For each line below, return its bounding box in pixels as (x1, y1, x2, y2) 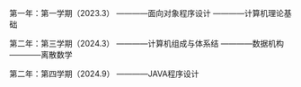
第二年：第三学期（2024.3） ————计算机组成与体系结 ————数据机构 (9, 39, 285, 48)
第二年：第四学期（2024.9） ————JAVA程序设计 (9, 68, 199, 79)
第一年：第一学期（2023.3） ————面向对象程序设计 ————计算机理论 (9, 8, 285, 18)
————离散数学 (9, 49, 73, 60)
